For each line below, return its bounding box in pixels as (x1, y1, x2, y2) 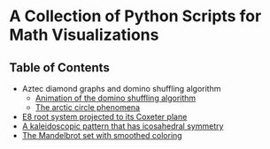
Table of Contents (9, 60, 111, 75)
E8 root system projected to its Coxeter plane (21, 112, 188, 122)
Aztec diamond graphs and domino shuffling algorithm (21, 84, 221, 93)
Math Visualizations (9, 25, 159, 45)
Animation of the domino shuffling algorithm (35, 93, 197, 103)
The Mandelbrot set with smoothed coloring (21, 130, 183, 140)
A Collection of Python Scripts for (9, 6, 262, 26)
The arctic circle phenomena (35, 102, 140, 112)
